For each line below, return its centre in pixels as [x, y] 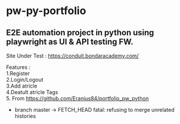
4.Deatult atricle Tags [32, 92]
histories [25, 116]
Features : [18, 67]
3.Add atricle [22, 86]
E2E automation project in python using [80, 33]
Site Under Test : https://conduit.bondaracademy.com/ [73, 56]
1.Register [18, 73]
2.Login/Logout [25, 80]
